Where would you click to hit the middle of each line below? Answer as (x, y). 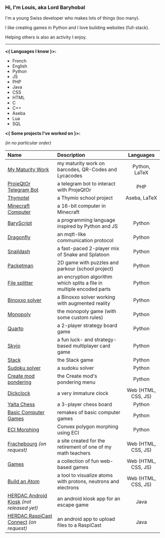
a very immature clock (83, 394)
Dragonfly (19, 237)
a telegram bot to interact (86, 184)
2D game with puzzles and (88, 263)
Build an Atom (24, 481)
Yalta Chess (21, 404)
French (19, 61)
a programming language (86, 220)
